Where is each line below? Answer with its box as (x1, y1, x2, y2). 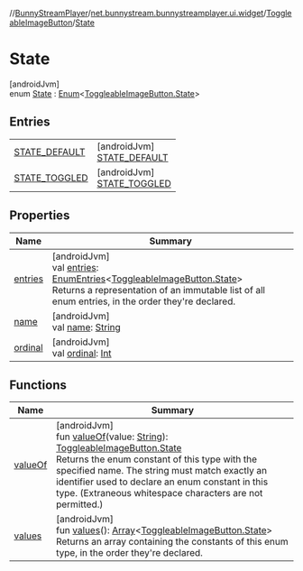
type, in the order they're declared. (55, 547, 203, 559)
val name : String (51, 320, 122, 333)
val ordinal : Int (51, 346, 112, 359)
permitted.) (55, 498, 104, 511)
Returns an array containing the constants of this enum (55, 536, 289, 548)
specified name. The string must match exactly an (55, 465, 268, 477)
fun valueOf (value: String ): (55, 430, 169, 443)
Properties (9, 207, 70, 224)
